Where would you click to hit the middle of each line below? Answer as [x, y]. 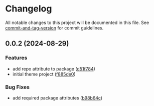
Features [16, 58]
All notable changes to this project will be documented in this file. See [77, 22]
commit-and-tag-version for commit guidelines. [54, 27]
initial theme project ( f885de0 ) [44, 74]
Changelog [29, 9]
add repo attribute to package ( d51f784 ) [54, 68]
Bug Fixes [18, 87]
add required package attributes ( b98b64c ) [57, 97]
